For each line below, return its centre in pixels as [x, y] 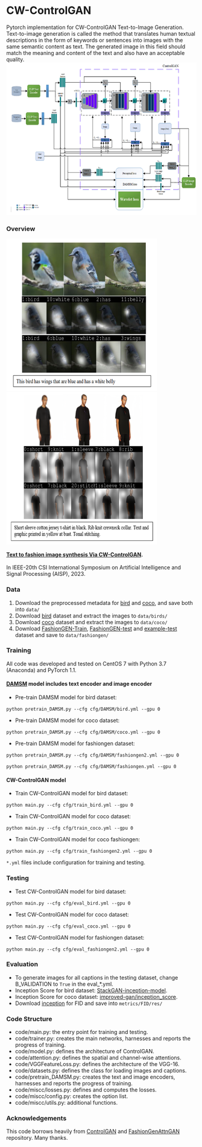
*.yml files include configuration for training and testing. [76, 862]
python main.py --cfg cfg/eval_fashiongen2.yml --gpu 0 [78, 949]
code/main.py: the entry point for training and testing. [81, 1032]
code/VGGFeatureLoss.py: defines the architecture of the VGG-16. [97, 1064]
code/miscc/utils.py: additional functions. [66, 1103]
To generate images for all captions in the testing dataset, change [96, 977]
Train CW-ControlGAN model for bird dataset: [71, 793]
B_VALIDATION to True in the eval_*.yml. [64, 984]
